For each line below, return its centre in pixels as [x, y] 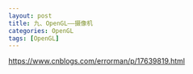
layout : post [30, 16]
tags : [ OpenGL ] [34, 38]
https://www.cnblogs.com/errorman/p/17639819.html [97, 61]
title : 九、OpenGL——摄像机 [50, 23]
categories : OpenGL [41, 31]
